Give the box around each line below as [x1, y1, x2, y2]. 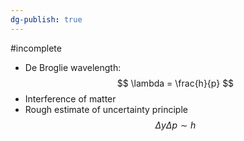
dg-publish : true [10, 14, 83, 25]
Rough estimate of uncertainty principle [24, 103, 188, 115]
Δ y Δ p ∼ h [154, 119, 197, 131]
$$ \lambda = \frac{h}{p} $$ [116, 77, 235, 89]
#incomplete [10, 42, 62, 54]
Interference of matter [24, 92, 117, 105]
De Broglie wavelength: [24, 61, 122, 73]
